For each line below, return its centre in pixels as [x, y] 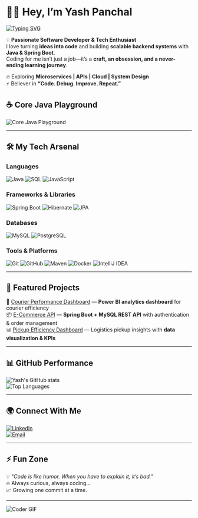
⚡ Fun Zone [27, 459]
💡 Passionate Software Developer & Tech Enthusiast [71, 39]
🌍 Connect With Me [44, 411]
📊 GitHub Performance [49, 363]
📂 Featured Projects [43, 288]
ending [15, 65]
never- [167, 59]
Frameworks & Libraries [41, 195]
